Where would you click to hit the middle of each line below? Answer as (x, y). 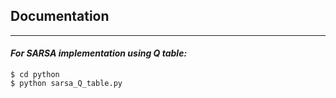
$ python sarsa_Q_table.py (66, 84)
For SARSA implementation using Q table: (99, 53)
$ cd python (35, 75)
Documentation (60, 16)
